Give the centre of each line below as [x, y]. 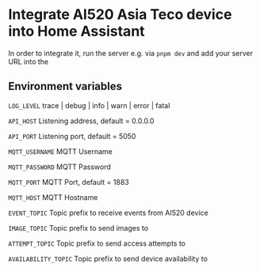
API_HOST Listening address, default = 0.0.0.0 [81, 121]
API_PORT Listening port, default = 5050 [72, 136]
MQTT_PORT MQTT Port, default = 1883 [69, 182]
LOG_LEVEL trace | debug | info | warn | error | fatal [89, 105]
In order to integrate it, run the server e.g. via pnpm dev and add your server [131, 53]
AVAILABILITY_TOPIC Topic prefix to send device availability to [108, 258]
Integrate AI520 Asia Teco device [120, 15]
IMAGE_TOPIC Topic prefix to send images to [78, 228]
